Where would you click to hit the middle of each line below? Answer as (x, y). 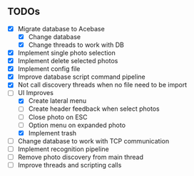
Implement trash (52, 133)
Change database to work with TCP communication (93, 141)
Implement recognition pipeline (63, 149)
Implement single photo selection (67, 53)
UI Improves (35, 93)
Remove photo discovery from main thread (81, 157)
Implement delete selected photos (68, 61)
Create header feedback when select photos (94, 109)
